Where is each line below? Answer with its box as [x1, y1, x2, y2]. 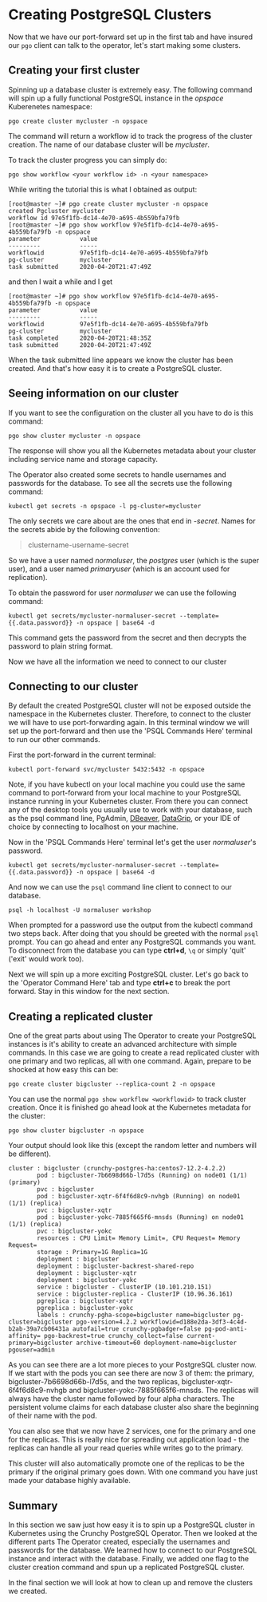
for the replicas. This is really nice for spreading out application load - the [8, 1434, 249, 1445]
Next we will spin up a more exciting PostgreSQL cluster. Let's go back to [8, 969, 249, 979]
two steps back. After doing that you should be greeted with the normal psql [8, 929, 259, 938]
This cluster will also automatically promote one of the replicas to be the [8, 1458, 245, 1469]
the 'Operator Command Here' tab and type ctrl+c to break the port [8, 978, 231, 988]
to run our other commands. [8, 735, 101, 744]
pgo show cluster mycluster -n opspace [8, 432, 141, 440]
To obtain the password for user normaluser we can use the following [8, 588, 237, 598]
